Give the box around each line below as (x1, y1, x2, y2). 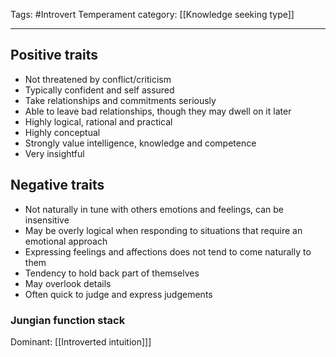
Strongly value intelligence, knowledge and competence (24, 137, 257, 149)
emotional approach (24, 235, 108, 247)
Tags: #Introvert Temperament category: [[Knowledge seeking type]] (10, 9, 295, 20)
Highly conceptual (24, 126, 101, 138)
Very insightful (24, 147, 85, 159)
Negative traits (10, 177, 105, 194)
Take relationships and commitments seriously (24, 94, 217, 106)
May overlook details (24, 277, 112, 289)
